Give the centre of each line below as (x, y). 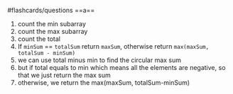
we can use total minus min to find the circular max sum (99, 60)
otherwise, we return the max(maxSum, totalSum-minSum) (104, 83)
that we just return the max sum (64, 75)
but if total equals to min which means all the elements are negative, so (121, 67)
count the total (39, 39)
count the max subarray (53, 31)
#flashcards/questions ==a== (51, 10)
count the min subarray (52, 24)
